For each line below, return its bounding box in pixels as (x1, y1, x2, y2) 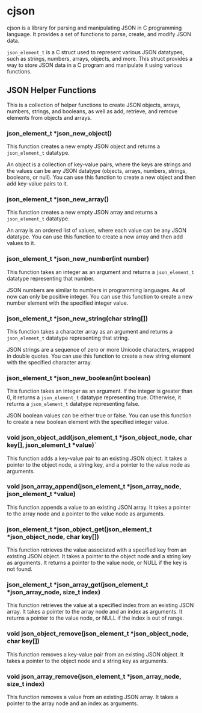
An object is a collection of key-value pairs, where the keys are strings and (7, 161, 192, 168)
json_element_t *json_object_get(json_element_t (7, 525, 152, 534)
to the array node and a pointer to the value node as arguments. (7, 510, 165, 517)
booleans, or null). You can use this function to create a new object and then (7, 173, 196, 181)
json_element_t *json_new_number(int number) (7, 255, 150, 263)
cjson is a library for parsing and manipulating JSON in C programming (7, 24, 182, 31)
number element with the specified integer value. (7, 299, 129, 307)
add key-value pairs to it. (7, 180, 69, 187)
